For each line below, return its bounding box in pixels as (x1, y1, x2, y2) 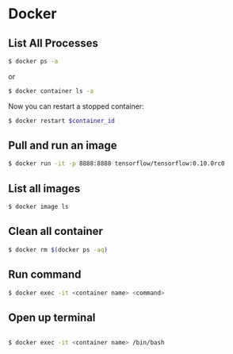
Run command (8, 267, 82, 282)
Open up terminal (8, 310, 96, 324)
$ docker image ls (8, 203, 69, 211)
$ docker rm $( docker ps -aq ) (8, 245, 109, 254)
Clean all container (8, 225, 103, 238)
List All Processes (8, 37, 99, 50)
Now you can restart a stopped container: (8, 101, 144, 111)
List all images (8, 182, 81, 195)
